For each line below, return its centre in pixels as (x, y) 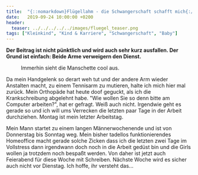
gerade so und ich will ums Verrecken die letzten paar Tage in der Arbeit (94, 111)
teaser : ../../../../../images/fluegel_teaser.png (75, 28)
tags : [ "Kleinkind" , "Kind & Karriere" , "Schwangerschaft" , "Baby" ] (92, 34)
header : (16, 22)
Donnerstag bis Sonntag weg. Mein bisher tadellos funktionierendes (89, 135)
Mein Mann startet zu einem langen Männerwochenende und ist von (89, 128)
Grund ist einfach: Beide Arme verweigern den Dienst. (74, 57)
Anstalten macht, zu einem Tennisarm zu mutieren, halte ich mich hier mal (96, 85)
